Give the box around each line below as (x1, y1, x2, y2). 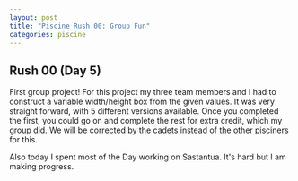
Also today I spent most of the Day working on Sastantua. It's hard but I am (9, 151, 287, 162)
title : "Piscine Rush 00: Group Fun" (9, 22, 151, 30)
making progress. (9, 161, 74, 172)
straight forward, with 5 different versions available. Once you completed (9, 106, 279, 116)
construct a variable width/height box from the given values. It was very (9, 96, 276, 108)
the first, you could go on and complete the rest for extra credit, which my (9, 116, 283, 126)
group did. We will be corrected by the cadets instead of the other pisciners (9, 125, 289, 135)
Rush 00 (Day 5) (9, 63, 101, 78)
